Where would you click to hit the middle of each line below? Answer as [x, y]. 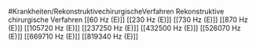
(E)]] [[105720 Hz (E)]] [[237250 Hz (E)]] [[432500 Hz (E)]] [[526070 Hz [124, 28]
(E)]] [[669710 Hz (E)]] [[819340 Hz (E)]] [73, 36]
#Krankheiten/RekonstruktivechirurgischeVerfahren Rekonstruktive [116, 11]
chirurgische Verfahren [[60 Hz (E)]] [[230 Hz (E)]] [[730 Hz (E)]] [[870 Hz [128, 20]
